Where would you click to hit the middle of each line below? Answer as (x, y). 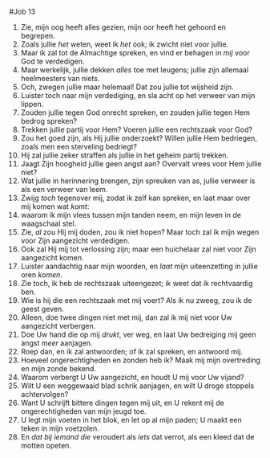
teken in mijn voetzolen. (60, 428)
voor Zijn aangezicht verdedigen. (75, 241)
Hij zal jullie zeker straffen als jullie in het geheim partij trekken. (125, 155)
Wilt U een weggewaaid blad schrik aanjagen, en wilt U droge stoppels (137, 386)
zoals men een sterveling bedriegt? (79, 147)
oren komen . (42, 275)
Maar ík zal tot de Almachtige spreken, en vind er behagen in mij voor (135, 53)
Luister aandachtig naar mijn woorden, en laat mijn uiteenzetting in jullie (139, 266)
